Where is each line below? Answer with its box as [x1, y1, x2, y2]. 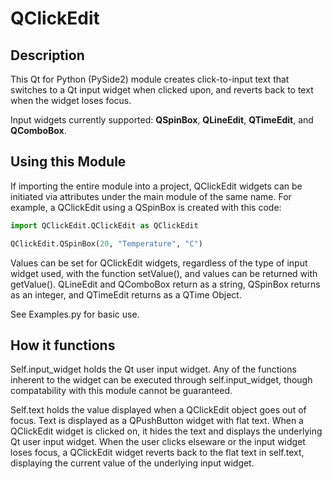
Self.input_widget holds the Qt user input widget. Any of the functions [10, 363, 297, 376]
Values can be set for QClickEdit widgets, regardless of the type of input [10, 257, 308, 269]
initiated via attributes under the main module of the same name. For [10, 190, 292, 202]
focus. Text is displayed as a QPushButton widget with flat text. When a [10, 415, 304, 427]
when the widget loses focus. [10, 95, 132, 106]
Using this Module [10, 153, 127, 171]
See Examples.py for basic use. [10, 308, 140, 320]
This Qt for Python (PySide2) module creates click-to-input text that [10, 73, 290, 85]
